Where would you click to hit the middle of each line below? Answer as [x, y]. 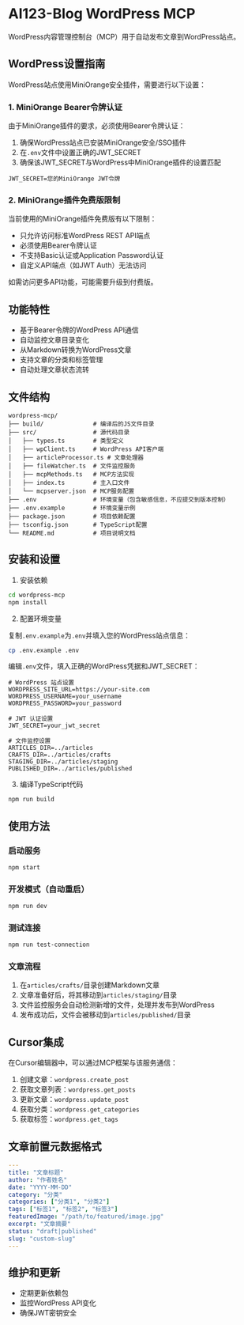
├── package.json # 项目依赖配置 [72, 516]
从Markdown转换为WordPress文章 [75, 350]
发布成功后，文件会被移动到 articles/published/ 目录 [105, 1015]
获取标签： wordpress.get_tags [69, 1119]
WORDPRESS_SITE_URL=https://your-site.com [79, 690]
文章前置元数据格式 [55, 1147]
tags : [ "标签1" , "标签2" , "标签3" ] [63, 1210]
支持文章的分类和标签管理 [61, 360]
